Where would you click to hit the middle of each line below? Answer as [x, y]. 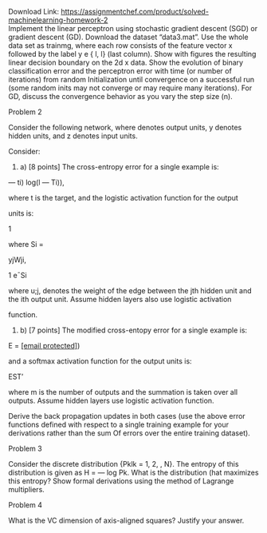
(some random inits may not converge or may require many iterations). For [130, 88]
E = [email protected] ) [44, 346]
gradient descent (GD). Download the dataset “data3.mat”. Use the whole [128, 37]
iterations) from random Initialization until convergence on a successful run [132, 80]
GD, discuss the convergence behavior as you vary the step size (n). [120, 96]
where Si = [26, 244]
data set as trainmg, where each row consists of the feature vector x [120, 46]
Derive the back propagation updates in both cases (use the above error [127, 416]
